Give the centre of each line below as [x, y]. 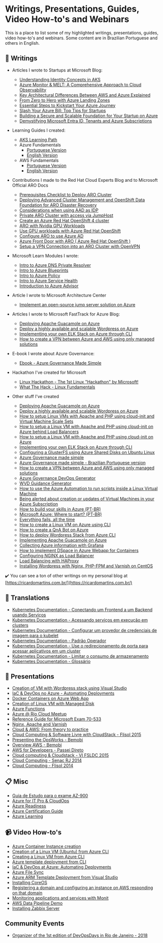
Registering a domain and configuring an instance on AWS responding [82, 888]
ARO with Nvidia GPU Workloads [52, 226]
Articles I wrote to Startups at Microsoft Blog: [57, 70]
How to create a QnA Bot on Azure [54, 530]
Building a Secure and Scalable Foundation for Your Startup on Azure [89, 116]
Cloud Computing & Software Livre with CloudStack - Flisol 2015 [77, 734]
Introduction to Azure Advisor [49, 286]
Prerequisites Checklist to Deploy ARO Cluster [65, 194]
